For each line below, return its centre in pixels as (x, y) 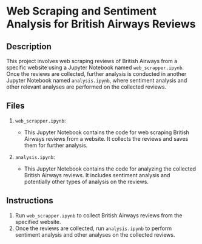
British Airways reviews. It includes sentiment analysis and (97, 175)
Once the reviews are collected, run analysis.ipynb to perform (93, 228)
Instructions (30, 201)
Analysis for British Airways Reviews (101, 24)
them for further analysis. (56, 145)
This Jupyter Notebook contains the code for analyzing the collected (110, 169)
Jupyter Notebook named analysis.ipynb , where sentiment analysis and (97, 80)
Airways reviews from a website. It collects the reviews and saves (106, 138)
